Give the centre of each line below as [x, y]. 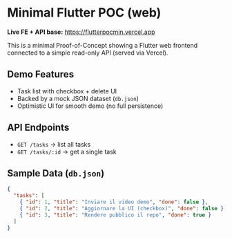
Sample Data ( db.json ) [56, 173]
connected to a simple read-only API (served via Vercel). [88, 53]
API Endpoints [38, 128]
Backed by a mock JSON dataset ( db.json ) [78, 98]
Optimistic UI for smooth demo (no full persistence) [90, 106]
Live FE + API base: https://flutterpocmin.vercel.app [81, 32]
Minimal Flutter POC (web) [84, 13]
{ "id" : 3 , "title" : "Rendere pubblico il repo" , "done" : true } [116, 215]
